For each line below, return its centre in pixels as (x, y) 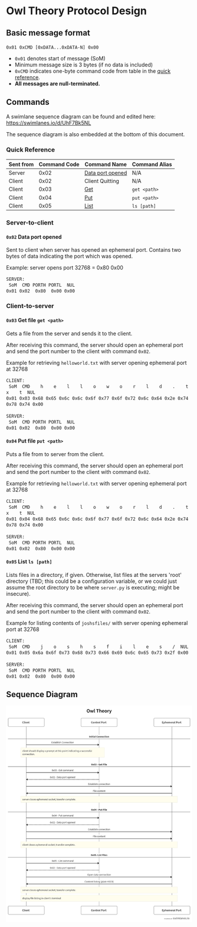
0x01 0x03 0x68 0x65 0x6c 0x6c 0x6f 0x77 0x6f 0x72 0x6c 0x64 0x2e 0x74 (97, 398)
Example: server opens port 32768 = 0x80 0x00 (65, 268)
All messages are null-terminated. (57, 84)
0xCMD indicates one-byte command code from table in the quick (93, 71)
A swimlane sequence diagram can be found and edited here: (81, 116)
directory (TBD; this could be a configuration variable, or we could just (91, 581)
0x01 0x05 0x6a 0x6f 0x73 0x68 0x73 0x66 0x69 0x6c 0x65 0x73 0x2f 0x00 (97, 653)
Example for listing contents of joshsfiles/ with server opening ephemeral (97, 623)
